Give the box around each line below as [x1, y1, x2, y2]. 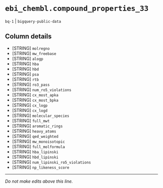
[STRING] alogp [12, 56, 44, 61]
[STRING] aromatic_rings [12, 123, 63, 129]
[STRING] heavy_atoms [12, 128, 57, 134]
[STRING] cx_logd [12, 107, 48, 113]
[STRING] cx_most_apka [12, 92, 59, 97]
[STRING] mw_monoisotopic [12, 138, 65, 144]
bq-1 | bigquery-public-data [5, 18, 62, 24]
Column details [5, 32, 52, 40]
